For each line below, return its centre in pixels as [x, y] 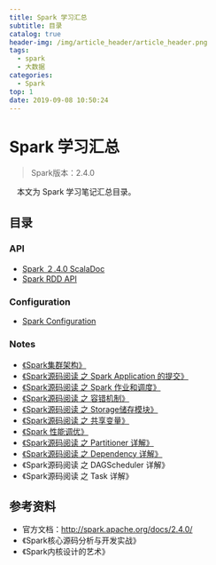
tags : [19, 51]
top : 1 [21, 92]
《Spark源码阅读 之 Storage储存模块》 [90, 409]
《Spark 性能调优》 [55, 431]
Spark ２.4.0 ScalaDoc [63, 269]
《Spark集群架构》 [54, 364]
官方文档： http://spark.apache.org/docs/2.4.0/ [107, 529]
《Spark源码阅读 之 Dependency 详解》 [92, 453]
